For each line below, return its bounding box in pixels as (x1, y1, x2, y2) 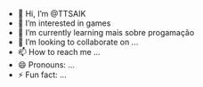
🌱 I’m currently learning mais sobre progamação (17, 28, 195, 37)
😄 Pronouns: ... (17, 59, 76, 70)
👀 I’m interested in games (17, 18, 111, 28)
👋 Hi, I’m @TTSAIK (17, 9, 86, 19)
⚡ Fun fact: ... (17, 69, 67, 80)
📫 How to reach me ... (17, 47, 101, 57)
